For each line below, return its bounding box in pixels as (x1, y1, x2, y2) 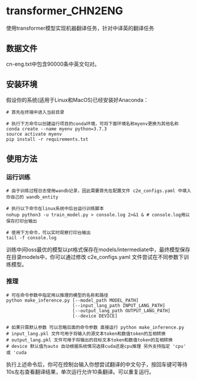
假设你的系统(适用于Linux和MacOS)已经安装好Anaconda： (6, 96, 149, 103)
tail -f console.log (6, 235, 57, 241)
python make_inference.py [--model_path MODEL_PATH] (6, 297, 139, 303)
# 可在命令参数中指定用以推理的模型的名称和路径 (6, 292, 108, 298)
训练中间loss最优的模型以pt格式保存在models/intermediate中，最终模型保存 (6, 246, 190, 253)
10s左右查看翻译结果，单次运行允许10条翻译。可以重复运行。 (6, 368, 155, 375)
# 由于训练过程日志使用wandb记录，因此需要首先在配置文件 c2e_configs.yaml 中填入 (6, 188, 192, 194)
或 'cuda (6, 350, 27, 356)
